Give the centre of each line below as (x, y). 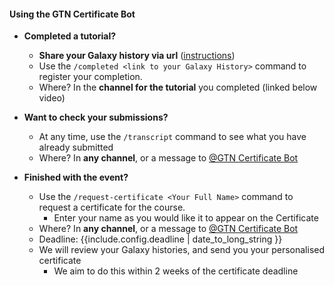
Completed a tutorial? (70, 36)
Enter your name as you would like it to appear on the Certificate (186, 218)
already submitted (76, 147)
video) (52, 98)
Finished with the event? (76, 177)
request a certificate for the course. (112, 207)
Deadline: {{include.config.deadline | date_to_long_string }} (160, 239)
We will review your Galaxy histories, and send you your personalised (182, 250)
